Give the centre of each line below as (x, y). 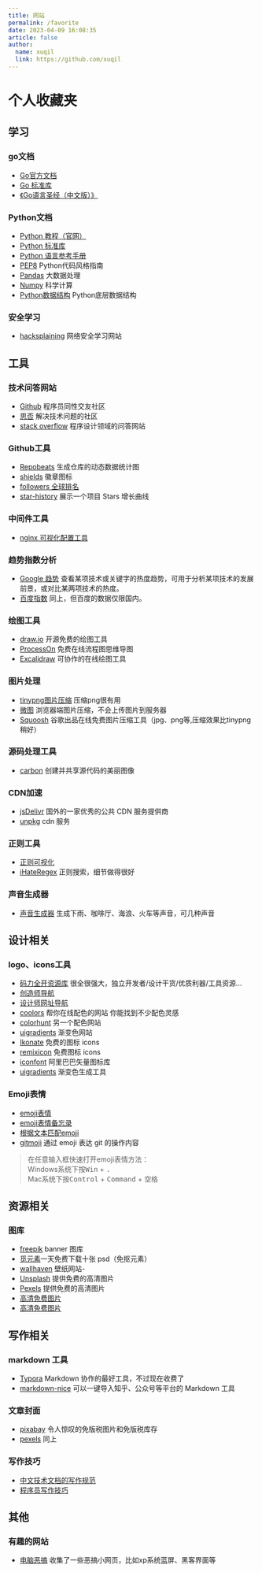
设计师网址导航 (44, 1003)
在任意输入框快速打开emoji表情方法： (88, 1159)
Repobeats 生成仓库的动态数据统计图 (79, 467)
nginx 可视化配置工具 (54, 537)
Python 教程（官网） (53, 236)
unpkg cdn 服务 (45, 821)
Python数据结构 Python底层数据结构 (78, 295)
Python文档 (30, 217)
